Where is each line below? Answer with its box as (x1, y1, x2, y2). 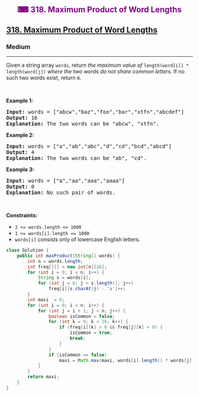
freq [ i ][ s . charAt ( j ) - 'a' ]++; (48, 286, 126, 292)
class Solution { (6, 247, 49, 253)
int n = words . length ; (27, 258, 84, 264)
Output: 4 (6, 149, 34, 156)
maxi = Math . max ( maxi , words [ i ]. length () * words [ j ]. (59, 358, 195, 363)
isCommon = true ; (69, 330, 113, 336)
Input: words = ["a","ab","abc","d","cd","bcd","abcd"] (6, 143, 172, 150)
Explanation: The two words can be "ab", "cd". (6, 155, 147, 162)
